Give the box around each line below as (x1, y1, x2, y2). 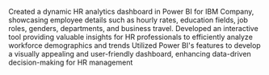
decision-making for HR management (8, 57, 133, 67)
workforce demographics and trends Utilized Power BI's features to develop (8, 41, 261, 50)
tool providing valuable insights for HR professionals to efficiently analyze (8, 32, 253, 41)
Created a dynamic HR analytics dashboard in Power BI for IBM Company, (8, 7, 254, 16)
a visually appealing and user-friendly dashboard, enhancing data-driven (8, 49, 252, 58)
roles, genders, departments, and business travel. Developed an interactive (8, 24, 258, 33)
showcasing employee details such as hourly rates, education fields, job (8, 15, 249, 25)
